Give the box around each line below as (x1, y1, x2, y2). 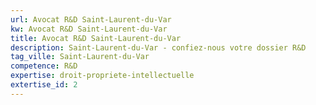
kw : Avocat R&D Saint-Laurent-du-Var (10, 24, 168, 34)
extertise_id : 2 (10, 80, 78, 90)
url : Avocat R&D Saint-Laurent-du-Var (10, 14, 172, 25)
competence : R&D (10, 61, 78, 71)
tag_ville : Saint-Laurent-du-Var (10, 52, 150, 62)
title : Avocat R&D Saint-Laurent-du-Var (10, 33, 182, 43)
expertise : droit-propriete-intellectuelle (10, 71, 195, 81)
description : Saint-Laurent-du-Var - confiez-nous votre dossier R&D (10, 42, 307, 53)
